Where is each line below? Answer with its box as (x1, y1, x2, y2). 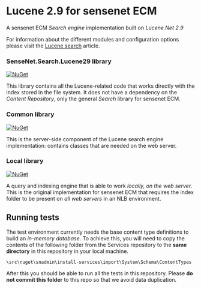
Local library (6, 157, 44, 165)
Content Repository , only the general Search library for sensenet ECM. (6, 95, 181, 103)
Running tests (6, 212, 60, 223)
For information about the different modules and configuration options (6, 35, 179, 43)
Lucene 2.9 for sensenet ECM (6, 4, 157, 18)
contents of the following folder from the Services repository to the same (6, 241, 187, 248)
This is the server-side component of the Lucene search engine (6, 135, 164, 142)
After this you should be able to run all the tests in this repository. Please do (6, 269, 193, 277)
